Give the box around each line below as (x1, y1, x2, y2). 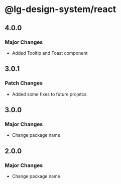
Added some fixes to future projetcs (12, 91, 87, 97)
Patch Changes (5, 79, 43, 86)
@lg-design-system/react (5, 4, 116, 15)
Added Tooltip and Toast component (12, 50, 88, 56)
